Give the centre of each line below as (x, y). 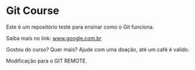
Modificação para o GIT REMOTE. (47, 61)
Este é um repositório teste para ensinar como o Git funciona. (80, 27)
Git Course (33, 11)
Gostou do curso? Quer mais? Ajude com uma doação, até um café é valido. (98, 49)
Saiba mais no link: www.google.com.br (54, 38)
